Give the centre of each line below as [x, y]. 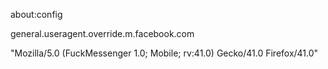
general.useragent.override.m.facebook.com [102, 33]
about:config [36, 14]
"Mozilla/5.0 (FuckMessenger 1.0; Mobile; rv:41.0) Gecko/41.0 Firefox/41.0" [164, 53]
